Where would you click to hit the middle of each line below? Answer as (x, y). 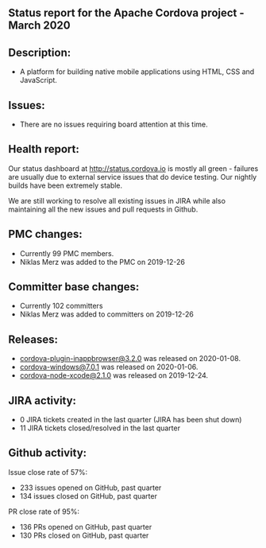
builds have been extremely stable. (66, 185)
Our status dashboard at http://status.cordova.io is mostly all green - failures (133, 168)
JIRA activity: (42, 400)
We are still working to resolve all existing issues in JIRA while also (117, 200)
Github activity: (48, 453)
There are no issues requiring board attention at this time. (114, 124)
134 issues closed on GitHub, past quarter (88, 496)
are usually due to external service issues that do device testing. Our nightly (133, 177)
